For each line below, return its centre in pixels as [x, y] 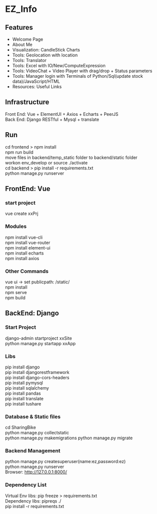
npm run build [19, 152]
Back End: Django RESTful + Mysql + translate [52, 119]
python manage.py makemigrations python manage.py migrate [69, 438]
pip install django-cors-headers [37, 377]
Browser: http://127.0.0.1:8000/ [36, 472]
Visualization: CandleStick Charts [46, 50]
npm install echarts [24, 253]
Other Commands [27, 271]
